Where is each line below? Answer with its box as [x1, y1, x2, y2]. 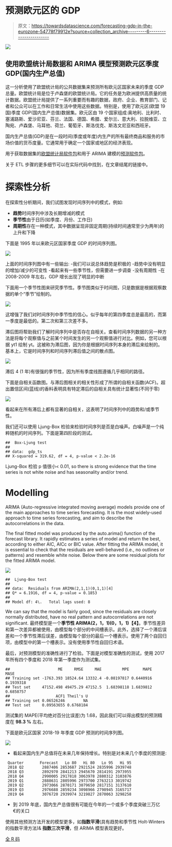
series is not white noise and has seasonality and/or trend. [5, 469, 128, 475]
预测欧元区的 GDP [5, 5, 81, 16]
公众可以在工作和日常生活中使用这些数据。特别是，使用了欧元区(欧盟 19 [14, 103, 165, 109]
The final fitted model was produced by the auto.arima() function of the [5, 530, 156, 536]
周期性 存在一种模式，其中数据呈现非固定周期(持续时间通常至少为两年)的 [12, 223, 165, 229]
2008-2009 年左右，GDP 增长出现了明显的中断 [5, 273, 105, 279]
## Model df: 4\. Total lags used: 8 [5, 599, 91, 604]
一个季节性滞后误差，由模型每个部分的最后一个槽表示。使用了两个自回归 [14, 633, 167, 639]
